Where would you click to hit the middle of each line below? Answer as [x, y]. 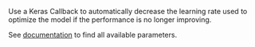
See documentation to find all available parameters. [93, 35]
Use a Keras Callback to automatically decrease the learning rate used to [128, 11]
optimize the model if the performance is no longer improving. [110, 20]
